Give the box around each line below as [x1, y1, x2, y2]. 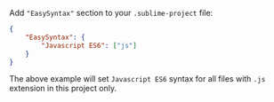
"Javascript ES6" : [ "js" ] [41, 41, 138, 50]
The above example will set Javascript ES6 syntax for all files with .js [9, 74, 266, 84]
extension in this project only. [9, 83, 117, 94]
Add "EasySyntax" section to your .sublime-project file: [9, 8, 214, 18]
